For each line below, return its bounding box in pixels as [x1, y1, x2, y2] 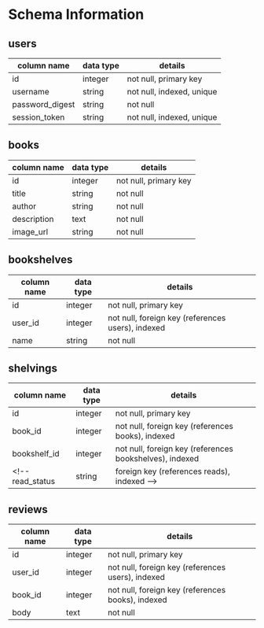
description [12, 213, 54, 224]
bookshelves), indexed [115, 453, 200, 464]
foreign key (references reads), [115, 466, 230, 477]
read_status [12, 476, 56, 487]
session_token [12, 112, 65, 123]
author [12, 201, 37, 212]
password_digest [12, 99, 75, 109]
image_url [12, 226, 49, 237]
